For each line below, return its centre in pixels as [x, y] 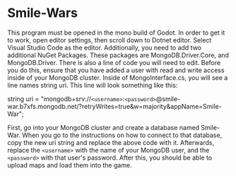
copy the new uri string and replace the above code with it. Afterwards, [111, 142]
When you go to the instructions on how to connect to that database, [122, 135]
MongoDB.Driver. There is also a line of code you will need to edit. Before [114, 62]
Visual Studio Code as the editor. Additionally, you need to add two [104, 47]
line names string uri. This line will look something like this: [93, 85]
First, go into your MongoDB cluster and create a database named [104, 127]
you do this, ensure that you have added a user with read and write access [116, 70]
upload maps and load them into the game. [70, 165]
